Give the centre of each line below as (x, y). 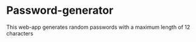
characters (20, 33)
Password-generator (60, 10)
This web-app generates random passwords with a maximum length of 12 (98, 27)
